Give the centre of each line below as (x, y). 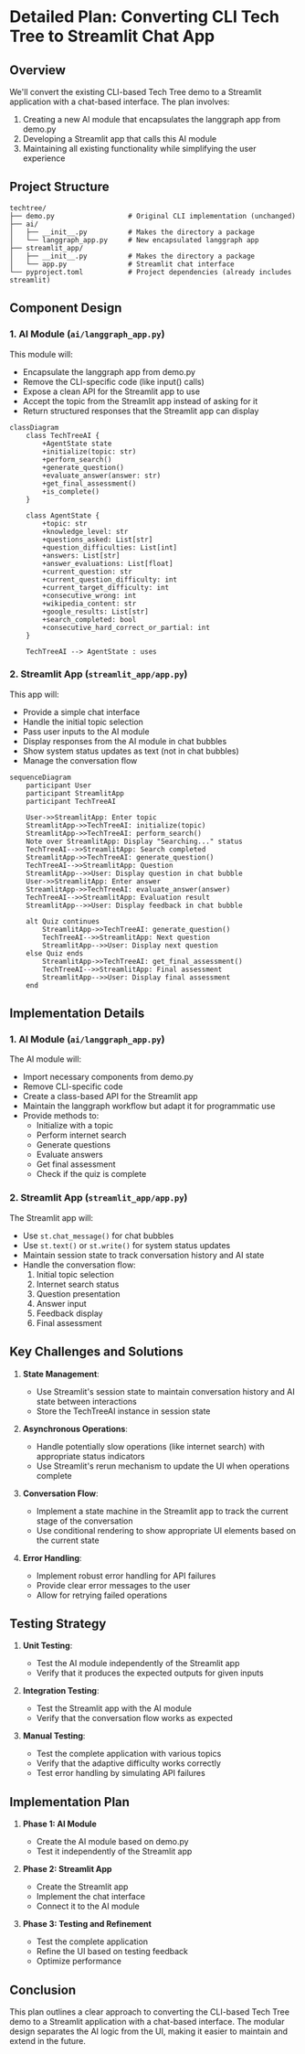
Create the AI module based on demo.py (112, 1842)
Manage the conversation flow (80, 760)
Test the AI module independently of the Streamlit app (138, 1664)
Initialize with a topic (75, 1126)
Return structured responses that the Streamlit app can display (141, 411)
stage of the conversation (85, 1521)
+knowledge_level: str (85, 531)
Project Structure (59, 187)
